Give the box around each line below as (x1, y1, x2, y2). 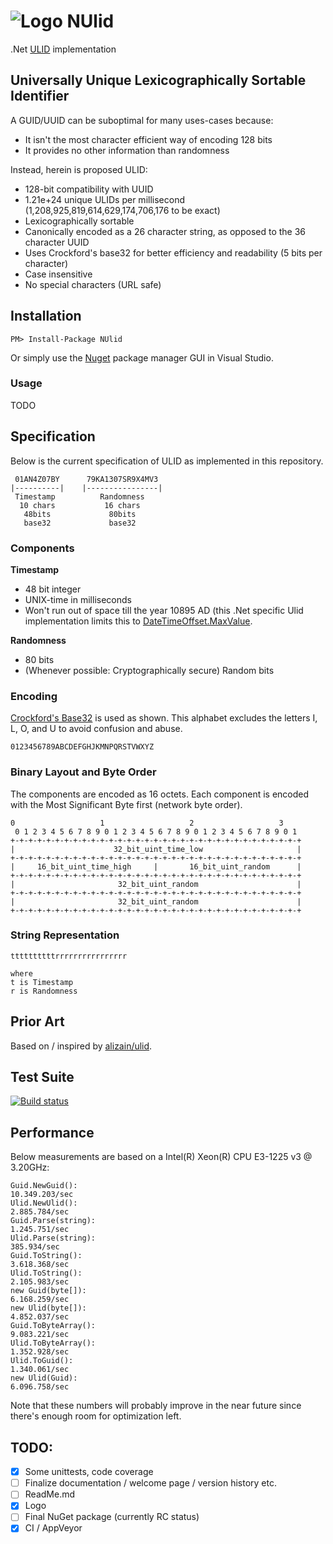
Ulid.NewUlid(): (10, 1198, 78, 1209)
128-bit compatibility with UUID (24, 183, 154, 195)
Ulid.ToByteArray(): (10, 1338, 97, 1349)
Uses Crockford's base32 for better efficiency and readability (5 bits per (24, 246, 323, 259)
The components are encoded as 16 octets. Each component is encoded (10, 788, 310, 800)
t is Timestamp (10, 977, 74, 987)
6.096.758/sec (10, 1382, 70, 1392)
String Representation (10, 928, 120, 942)
